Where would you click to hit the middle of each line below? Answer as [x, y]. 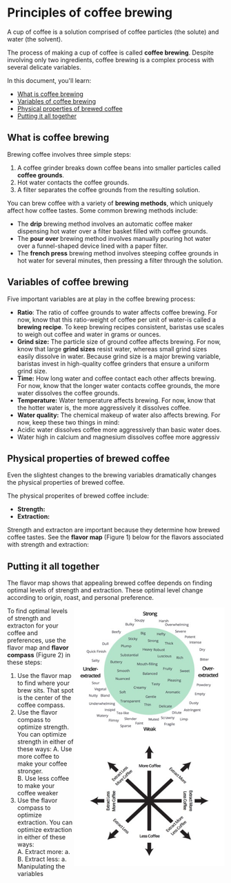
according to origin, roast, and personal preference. [80, 598]
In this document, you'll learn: [49, 80]
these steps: [25, 662]
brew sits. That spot [45, 690]
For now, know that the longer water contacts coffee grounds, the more [119, 385]
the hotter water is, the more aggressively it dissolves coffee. [104, 407]
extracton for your [33, 625]
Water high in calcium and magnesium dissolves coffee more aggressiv [118, 437]
